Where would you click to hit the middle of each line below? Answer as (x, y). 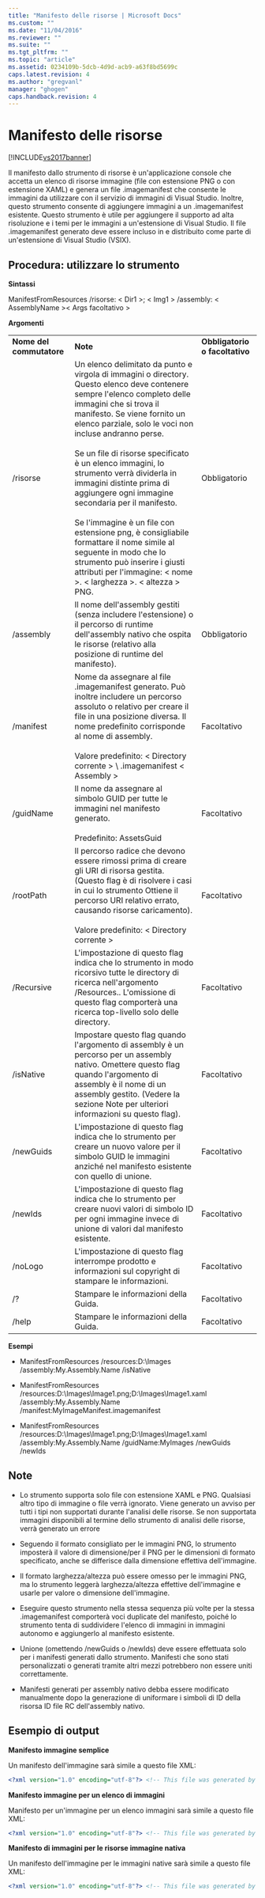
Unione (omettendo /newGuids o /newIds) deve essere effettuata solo (133, 1648)
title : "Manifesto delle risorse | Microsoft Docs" (95, 15)
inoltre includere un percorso (128, 697)
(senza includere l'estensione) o (134, 614)
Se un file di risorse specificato (132, 453)
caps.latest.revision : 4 (49, 74)
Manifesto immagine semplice (59, 1750)
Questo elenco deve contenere (132, 384)
